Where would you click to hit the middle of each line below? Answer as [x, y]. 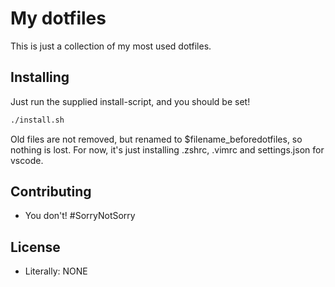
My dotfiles [58, 18]
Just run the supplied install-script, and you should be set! [130, 101]
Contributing [51, 192]
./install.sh [37, 120]
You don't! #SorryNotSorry [80, 216]
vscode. [27, 160]
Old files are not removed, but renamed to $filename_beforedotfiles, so [156, 139]
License [35, 247]
